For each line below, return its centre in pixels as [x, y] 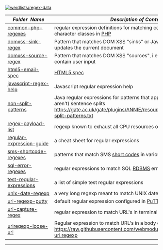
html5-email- [23, 69]
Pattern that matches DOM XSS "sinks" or [102, 42]
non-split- [20, 103]
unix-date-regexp [28, 193]
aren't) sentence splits [80, 103]
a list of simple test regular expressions [99, 182]
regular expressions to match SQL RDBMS [102, 168]
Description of [127, 19]
